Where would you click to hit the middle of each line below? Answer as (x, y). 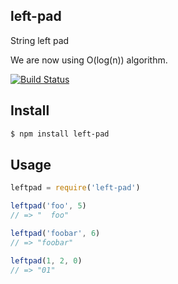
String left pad (40, 40)
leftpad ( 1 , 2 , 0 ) (46, 260)
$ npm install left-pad (60, 134)
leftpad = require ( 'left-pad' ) (75, 188)
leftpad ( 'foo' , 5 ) (48, 206)
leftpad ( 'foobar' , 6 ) (55, 233)
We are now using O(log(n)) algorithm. (89, 60)
